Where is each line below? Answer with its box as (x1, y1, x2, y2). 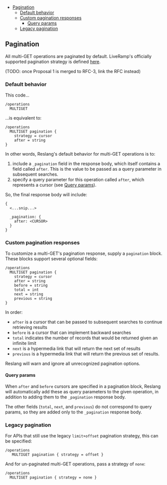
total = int (14, 287, 39, 292)
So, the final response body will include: (5, 192, 87, 198)
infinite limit (12, 340, 36, 346)
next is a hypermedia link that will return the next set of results (12, 345, 141, 352)
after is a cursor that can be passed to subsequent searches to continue (12, 319, 163, 325)
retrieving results (12, 324, 47, 330)
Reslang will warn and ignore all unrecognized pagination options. (5, 360, 141, 367)
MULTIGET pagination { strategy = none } (9, 475, 97, 480)
